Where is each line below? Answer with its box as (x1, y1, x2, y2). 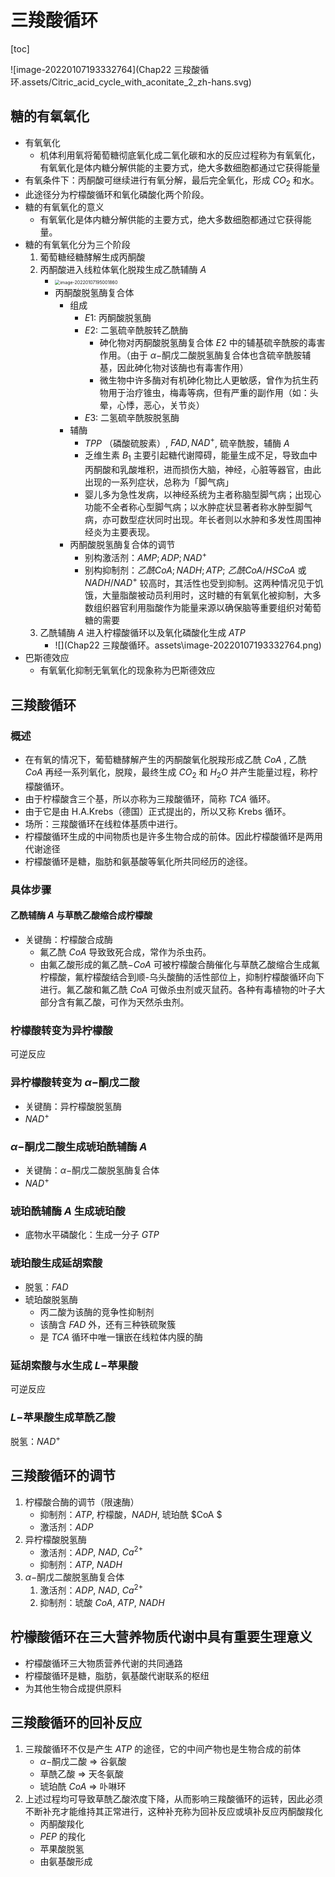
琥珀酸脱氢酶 (24, 1293, 78, 1305)
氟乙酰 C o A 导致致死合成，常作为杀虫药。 (39, 946, 212, 958)
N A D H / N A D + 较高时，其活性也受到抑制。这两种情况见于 (84, 575, 315, 589)
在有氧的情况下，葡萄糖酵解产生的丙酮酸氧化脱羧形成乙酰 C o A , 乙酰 (24, 754, 307, 765)
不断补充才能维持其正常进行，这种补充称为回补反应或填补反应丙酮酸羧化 (24, 1805, 323, 1817)
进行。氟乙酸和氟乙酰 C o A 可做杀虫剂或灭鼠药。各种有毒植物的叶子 (39, 983, 317, 995)
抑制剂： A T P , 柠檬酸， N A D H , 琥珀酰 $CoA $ (39, 1508, 223, 1520)
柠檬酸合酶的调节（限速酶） (24, 1496, 140, 1508)
